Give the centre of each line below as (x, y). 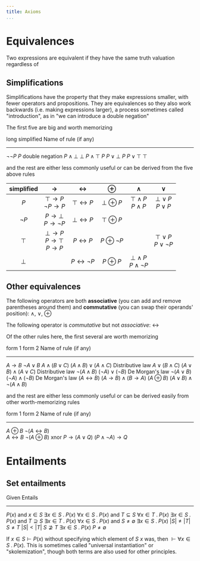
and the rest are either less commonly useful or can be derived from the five (100, 168)
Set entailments (36, 483)
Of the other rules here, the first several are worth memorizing (82, 337)
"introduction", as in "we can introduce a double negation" (78, 116)
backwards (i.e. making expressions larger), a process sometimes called (95, 110)
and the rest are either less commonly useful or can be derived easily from (98, 396)
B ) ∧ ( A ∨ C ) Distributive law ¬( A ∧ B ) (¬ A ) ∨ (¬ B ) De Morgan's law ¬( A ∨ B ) (99, 372)
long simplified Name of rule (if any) (50, 139)
